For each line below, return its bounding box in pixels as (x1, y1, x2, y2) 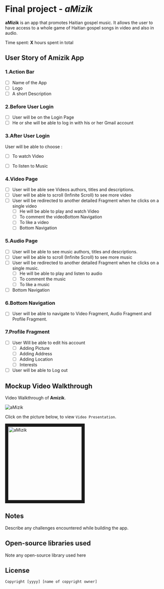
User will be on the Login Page (12, 114, 74, 121)
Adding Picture (19, 345, 50, 351)
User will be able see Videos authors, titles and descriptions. (12, 186, 135, 192)
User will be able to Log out (12, 368, 68, 373)
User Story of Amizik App (5, 54, 84, 62)
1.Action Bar (5, 69, 35, 75)
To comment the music (19, 276, 66, 282)
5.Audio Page (5, 238, 38, 245)
